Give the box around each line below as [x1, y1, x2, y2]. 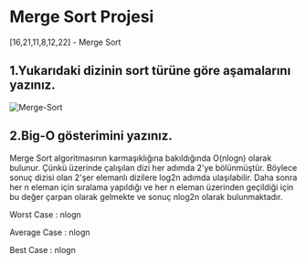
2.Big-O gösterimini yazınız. [9, 128, 174, 143]
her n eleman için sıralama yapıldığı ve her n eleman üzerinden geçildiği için [9, 181, 294, 193]
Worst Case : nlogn [9, 208, 82, 220]
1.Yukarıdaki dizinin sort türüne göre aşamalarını [9, 63, 291, 79]
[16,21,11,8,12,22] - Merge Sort [9, 37, 121, 48]
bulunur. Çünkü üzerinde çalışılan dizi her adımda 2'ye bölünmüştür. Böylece [9, 162, 298, 173]
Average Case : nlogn [9, 227, 90, 238]
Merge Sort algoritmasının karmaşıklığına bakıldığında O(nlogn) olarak [9, 153, 272, 164]
